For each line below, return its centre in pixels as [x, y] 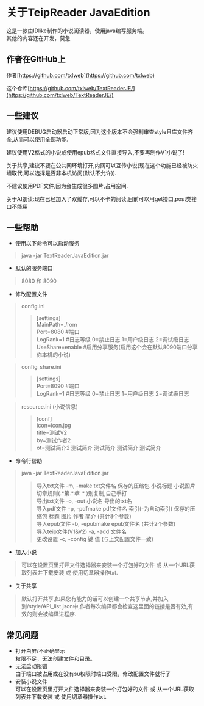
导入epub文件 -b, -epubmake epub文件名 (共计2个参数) [106, 524]
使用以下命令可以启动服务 [47, 243]
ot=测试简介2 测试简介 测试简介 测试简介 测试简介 [99, 448]
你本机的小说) [54, 355]
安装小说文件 [31, 682]
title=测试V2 [52, 433]
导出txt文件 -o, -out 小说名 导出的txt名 [84, 501]
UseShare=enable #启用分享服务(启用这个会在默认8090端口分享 [117, 347]
